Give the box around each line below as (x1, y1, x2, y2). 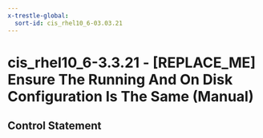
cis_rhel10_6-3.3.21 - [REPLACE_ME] (7, 53, 256, 72)
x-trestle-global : (7, 11, 69, 20)
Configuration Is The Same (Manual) (7, 87, 254, 105)
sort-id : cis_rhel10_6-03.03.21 (14, 19, 123, 27)
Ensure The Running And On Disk (7, 70, 233, 89)
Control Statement (7, 119, 102, 132)
